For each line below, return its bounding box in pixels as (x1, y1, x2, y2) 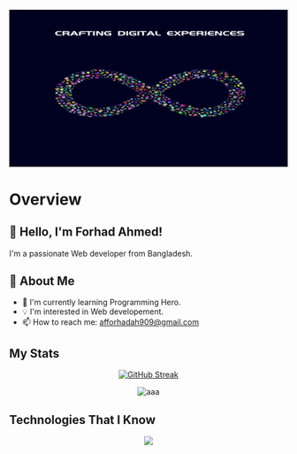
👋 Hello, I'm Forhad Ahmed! (9, 225, 164, 240)
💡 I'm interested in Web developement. (21, 306, 164, 317)
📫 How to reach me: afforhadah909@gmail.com (21, 317, 200, 327)
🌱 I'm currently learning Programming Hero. (21, 297, 181, 308)
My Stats (9, 346, 60, 361)
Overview (9, 189, 82, 209)
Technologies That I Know (9, 412, 156, 427)
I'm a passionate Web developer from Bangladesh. (9, 248, 193, 258)
